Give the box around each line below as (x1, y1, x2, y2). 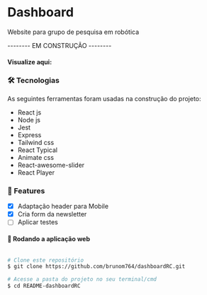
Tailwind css (17, 138, 55, 146)
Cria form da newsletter (17, 210, 87, 219)
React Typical (17, 146, 58, 154)
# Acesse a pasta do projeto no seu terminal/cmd (7, 276, 157, 283)
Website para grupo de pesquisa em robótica (7, 28, 140, 36)
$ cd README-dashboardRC (7, 282, 81, 290)
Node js (17, 115, 41, 124)
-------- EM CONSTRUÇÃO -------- (7, 41, 112, 50)
